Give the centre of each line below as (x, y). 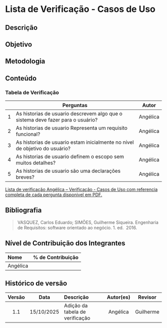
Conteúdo (21, 78)
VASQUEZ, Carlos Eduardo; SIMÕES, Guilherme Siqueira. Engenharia (88, 222)
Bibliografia (24, 210)
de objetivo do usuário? (43, 149)
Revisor (147, 297)
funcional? (28, 134)
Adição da (76, 306)
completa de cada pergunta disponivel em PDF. (54, 195)
